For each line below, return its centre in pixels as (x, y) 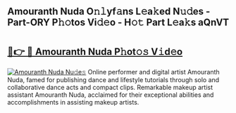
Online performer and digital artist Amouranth (154, 72)
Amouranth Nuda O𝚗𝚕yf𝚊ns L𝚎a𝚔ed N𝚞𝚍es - (109, 12)
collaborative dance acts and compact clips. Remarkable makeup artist (110, 87)
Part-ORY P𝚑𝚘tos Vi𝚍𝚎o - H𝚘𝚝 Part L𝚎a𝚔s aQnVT (118, 23)
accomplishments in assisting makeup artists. (73, 102)
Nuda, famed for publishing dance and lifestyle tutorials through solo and (113, 80)
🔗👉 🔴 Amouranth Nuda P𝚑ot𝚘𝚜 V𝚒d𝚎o (95, 52)
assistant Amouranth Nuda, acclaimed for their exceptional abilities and (111, 95)
